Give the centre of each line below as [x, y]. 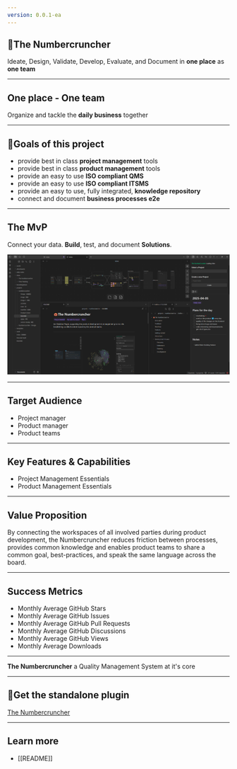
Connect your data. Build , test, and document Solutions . [90, 244]
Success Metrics [45, 591]
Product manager [43, 426]
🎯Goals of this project [56, 144]
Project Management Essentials [63, 479]
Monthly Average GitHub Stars [62, 608]
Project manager [42, 418]
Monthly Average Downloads [60, 646]
